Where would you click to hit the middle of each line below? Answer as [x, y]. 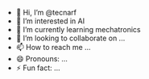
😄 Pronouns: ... [42, 59]
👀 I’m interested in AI [50, 21]
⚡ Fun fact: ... [38, 68]
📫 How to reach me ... [53, 47]
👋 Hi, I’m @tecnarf [46, 12]
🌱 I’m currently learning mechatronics [78, 29]
